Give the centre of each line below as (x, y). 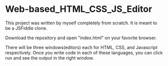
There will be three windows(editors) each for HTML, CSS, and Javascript (81, 47)
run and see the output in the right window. (50, 58)
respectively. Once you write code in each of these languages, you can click (84, 53)
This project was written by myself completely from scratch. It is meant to (81, 23)
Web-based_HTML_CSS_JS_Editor (79, 9)
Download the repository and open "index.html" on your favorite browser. (81, 38)
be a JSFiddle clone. (26, 28)
